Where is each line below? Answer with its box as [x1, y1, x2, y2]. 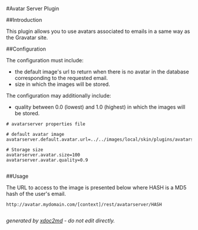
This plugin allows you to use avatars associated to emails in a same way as [6, 28, 190, 35]
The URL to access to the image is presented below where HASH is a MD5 [6, 184, 187, 191]
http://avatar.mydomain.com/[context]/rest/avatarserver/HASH [6, 202, 162, 208]
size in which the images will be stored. [14, 81, 110, 88]
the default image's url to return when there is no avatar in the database [14, 68, 190, 75]
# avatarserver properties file [6, 121, 85, 127]
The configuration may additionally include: [6, 92, 111, 99]
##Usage [6, 173, 29, 179]
